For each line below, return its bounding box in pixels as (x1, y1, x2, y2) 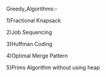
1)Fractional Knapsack (6, 17, 61, 24)
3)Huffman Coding (6, 41, 53, 47)
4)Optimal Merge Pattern (6, 52, 68, 59)
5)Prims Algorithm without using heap (6, 64, 101, 71)
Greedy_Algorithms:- (6, 5, 58, 12)
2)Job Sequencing (6, 28, 52, 36)
